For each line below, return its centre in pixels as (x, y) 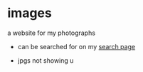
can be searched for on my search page (76, 46)
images (30, 13)
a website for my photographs (52, 33)
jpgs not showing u (46, 60)
